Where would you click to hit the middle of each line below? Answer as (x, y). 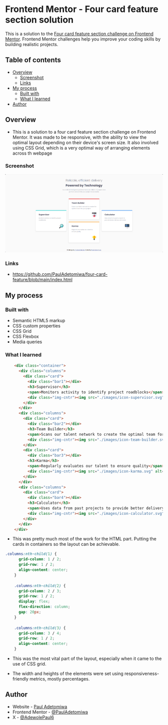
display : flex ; (34, 601)
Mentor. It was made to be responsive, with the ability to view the (79, 137)
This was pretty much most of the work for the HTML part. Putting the (84, 539)
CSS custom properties (36, 326)
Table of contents (33, 60)
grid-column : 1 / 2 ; (40, 559)
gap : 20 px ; (30, 612)
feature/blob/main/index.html (42, 280)
